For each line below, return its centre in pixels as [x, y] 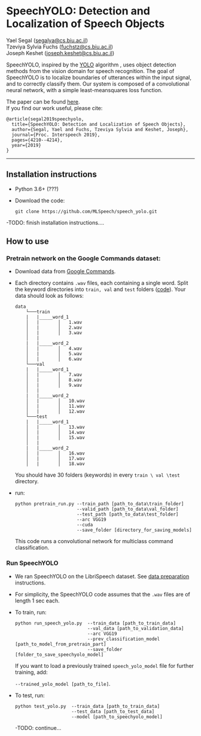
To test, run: [30, 695]
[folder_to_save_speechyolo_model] [59, 655]
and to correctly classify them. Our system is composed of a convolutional [98, 84]
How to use [28, 242]
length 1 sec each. [37, 601]
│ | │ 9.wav [54, 385]
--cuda [85, 525]
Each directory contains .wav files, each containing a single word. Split [101, 283]
